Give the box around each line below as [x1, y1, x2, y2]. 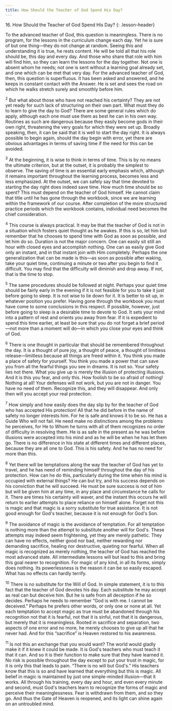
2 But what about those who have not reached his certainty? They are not [5, 96, 161, 103]
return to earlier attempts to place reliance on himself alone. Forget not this [5, 500, 164, 506]
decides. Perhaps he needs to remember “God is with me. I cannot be [5, 597, 153, 603]
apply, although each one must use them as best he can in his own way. [5, 113, 158, 120]
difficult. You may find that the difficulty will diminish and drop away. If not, [5, 265, 163, 272]
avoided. [5, 146, 24, 152]
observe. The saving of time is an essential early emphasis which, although [5, 167, 164, 173]
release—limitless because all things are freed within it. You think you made [5, 352, 165, 359]
